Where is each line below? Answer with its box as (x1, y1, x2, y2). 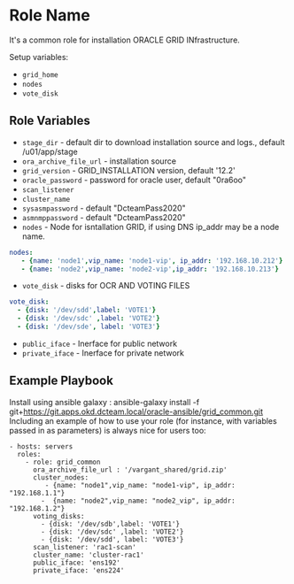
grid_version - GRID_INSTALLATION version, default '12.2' (21, 165, 236, 175)
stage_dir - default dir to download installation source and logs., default (21, 136, 285, 147)
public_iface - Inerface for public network (21, 338, 178, 349)
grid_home (21, 70, 59, 80)
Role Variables (9, 113, 90, 128)
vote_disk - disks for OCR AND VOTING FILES (21, 280, 190, 291)
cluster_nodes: (32, 473, 89, 482)
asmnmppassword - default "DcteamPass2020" (21, 211, 186, 222)
